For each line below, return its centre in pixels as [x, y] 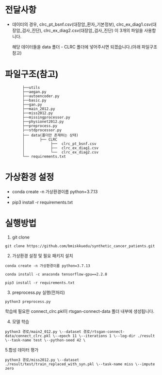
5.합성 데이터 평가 [22, 350]
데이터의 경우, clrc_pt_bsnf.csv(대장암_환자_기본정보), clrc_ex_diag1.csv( [82, 24]
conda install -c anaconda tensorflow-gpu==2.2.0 [56, 274]
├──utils [31, 87]
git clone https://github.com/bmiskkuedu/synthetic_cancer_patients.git [80, 246]
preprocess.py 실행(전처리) [39, 292]
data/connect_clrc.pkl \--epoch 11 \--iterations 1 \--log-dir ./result [80, 336]
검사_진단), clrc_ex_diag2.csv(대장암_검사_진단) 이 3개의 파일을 [82, 30]
